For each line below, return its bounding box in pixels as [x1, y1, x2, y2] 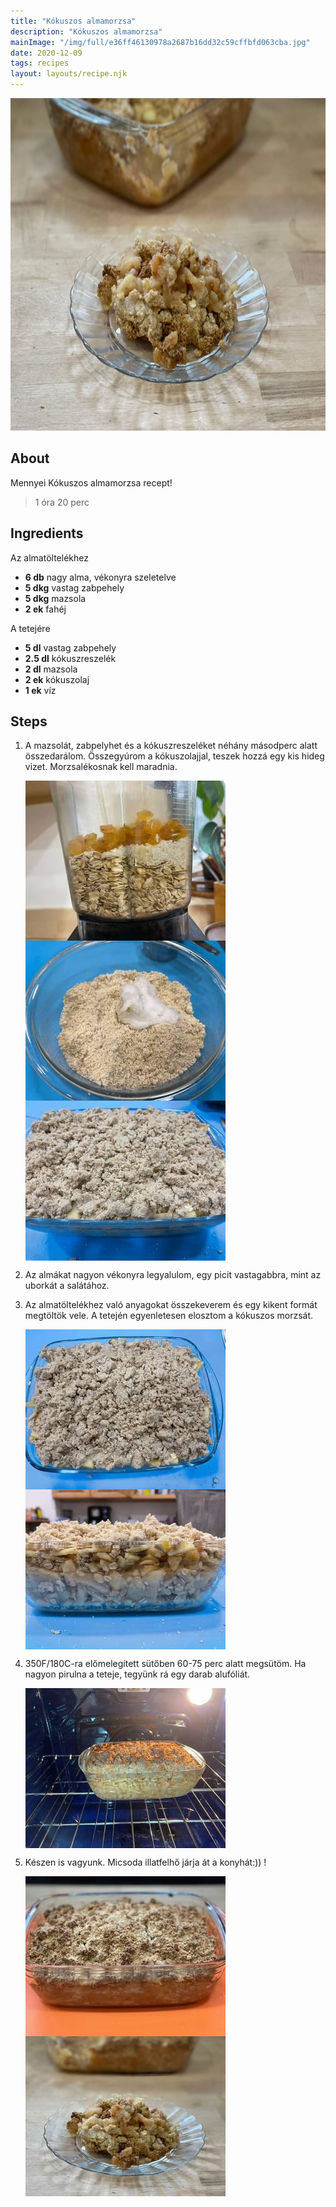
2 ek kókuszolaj [24, 673, 90, 685]
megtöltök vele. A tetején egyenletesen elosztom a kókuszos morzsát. [24, 1310, 314, 1322]
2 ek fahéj [24, 603, 67, 615]
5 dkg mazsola [24, 592, 87, 604]
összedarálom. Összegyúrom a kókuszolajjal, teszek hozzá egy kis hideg [24, 750, 325, 762]
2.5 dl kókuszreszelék [24, 652, 117, 664]
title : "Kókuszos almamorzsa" [10, 16, 137, 26]
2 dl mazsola [24, 663, 78, 675]
